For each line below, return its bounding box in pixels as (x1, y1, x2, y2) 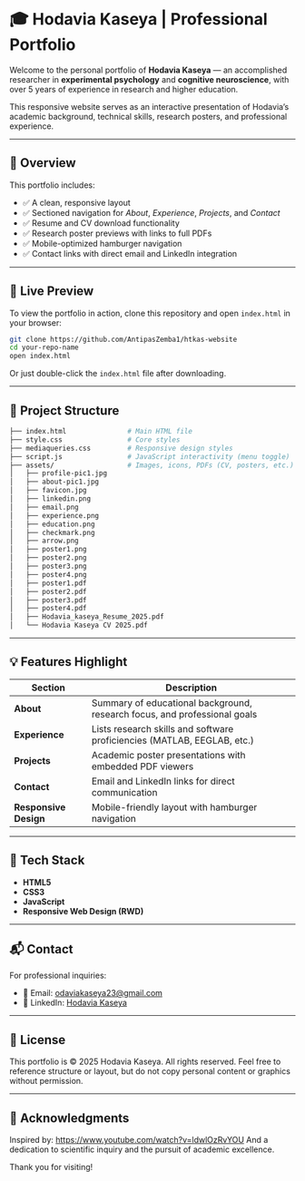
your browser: (9, 317, 62, 328)
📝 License (9, 1032, 66, 1048)
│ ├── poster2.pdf (9, 587, 88, 596)
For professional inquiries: (9, 970, 107, 981)
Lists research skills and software (91, 722, 234, 735)
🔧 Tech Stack (9, 853, 85, 868)
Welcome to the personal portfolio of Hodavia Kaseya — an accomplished (9, 64, 288, 75)
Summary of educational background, (91, 697, 252, 709)
